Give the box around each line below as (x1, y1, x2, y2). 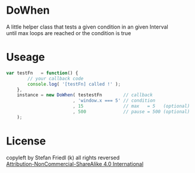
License (6, 134, 46, 147)
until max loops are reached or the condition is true (6, 29, 131, 36)
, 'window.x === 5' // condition (72, 97, 156, 104)
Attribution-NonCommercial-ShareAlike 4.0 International (6, 160, 144, 167)
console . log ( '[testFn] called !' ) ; (27, 81, 121, 87)
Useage (6, 51, 45, 64)
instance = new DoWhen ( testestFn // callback (17, 92, 153, 98)
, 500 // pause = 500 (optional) (72, 109, 190, 115)
